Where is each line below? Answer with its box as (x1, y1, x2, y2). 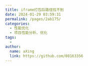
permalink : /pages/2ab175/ (5, 16, 61, 21)
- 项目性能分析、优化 (9, 30, 48, 35)
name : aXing (9, 49, 35, 54)
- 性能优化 (9, 26, 29, 31)
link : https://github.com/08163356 (9, 53, 84, 59)
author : (5, 44, 21, 49)
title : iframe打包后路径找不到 (5, 7, 64, 12)
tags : (5, 35, 16, 40)
